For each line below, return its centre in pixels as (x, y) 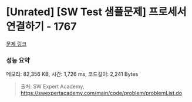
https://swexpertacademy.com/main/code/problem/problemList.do (101, 93)
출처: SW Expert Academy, (52, 87)
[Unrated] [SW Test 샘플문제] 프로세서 (96, 12)
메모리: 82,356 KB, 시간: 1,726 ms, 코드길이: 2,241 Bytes (72, 74)
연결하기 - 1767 (41, 27)
